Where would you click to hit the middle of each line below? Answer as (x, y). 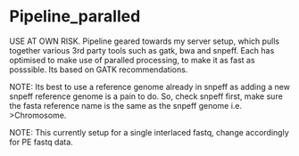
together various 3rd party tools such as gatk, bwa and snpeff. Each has (142, 50)
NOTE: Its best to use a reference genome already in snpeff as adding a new (149, 86)
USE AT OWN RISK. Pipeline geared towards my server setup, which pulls (145, 41)
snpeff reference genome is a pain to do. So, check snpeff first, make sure (146, 96)
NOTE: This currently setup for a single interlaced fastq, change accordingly (149, 132)
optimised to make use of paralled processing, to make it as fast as (133, 60)
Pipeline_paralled (75, 16)
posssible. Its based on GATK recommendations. (99, 70)
